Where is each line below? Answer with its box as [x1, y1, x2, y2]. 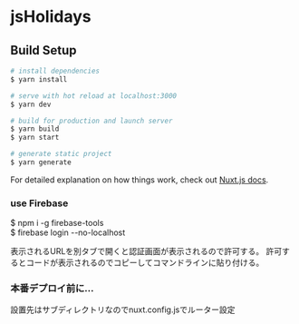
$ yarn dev [10, 100, 52, 109]
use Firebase [10, 197, 69, 210]
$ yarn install [10, 74, 68, 83]
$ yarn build [10, 124, 60, 133]
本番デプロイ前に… [10, 282, 94, 295]
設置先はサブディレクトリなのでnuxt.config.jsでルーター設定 [10, 304, 236, 315]
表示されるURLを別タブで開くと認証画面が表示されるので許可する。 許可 [10, 246, 283, 257]
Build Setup [10, 43, 77, 58]
